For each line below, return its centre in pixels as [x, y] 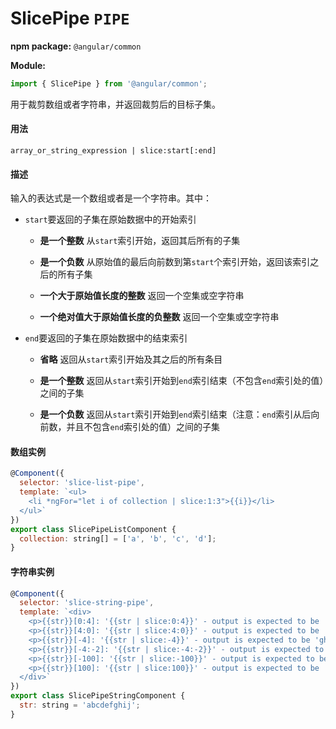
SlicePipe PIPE [70, 18]
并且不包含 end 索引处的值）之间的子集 [143, 427]
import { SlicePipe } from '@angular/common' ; [109, 83]
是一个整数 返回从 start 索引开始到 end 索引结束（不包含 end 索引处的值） [182, 381]
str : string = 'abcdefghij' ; [80, 705]
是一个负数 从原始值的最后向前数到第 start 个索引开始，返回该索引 [175, 262]
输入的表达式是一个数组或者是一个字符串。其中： [111, 198]
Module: [28, 65]
